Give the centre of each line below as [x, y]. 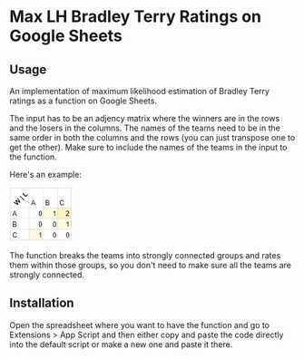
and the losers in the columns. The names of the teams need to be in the [145, 128]
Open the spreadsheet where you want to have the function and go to [140, 325]
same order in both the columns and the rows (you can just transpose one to [152, 137]
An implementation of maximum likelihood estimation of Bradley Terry [140, 91]
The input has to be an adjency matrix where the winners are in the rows [145, 118]
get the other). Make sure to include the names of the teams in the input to [148, 147]
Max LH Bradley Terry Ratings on [135, 17]
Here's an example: [45, 175]
